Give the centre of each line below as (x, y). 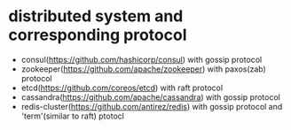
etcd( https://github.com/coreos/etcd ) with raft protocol (122, 88)
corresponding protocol (98, 35)
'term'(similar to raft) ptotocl (73, 116)
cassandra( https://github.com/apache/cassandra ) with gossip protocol (150, 97)
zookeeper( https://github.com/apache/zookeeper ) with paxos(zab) (144, 69)
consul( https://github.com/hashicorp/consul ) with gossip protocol (142, 59)
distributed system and (96, 16)
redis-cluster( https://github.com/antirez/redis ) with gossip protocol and (152, 106)
